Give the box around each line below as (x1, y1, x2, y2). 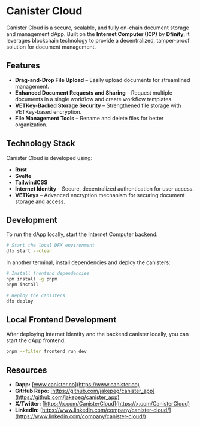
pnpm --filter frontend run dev (6, 349, 87, 355)
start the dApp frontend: (6, 337, 66, 344)
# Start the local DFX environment (6, 243, 95, 249)
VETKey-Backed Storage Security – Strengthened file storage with (14, 102, 181, 109)
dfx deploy (6, 298, 34, 304)
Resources (6, 365, 47, 375)
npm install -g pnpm (6, 276, 58, 282)
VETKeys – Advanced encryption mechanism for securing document (14, 191, 185, 198)
